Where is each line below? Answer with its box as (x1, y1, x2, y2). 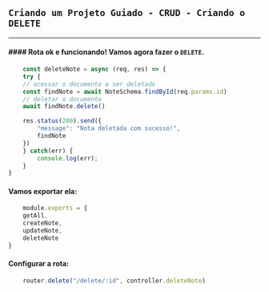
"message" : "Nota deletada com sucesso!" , (37, 124, 181, 132)
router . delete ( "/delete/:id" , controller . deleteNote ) (22, 277, 206, 285)
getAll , (22, 212, 48, 220)
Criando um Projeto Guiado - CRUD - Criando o (8, 7, 246, 19)
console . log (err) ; (37, 154, 98, 162)
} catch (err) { (22, 147, 74, 155)
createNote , (22, 219, 62, 228)
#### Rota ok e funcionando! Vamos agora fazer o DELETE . (8, 47, 205, 57)
